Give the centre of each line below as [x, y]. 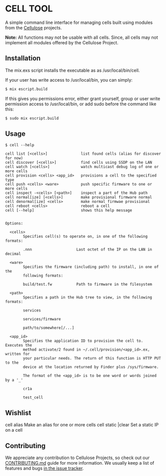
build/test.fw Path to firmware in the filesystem [88, 285]
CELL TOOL [29, 9]
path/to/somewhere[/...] [49, 328]
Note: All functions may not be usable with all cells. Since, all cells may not [82, 37]
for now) [14, 158]
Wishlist [18, 413]
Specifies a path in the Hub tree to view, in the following [88, 297]
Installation [23, 58]
